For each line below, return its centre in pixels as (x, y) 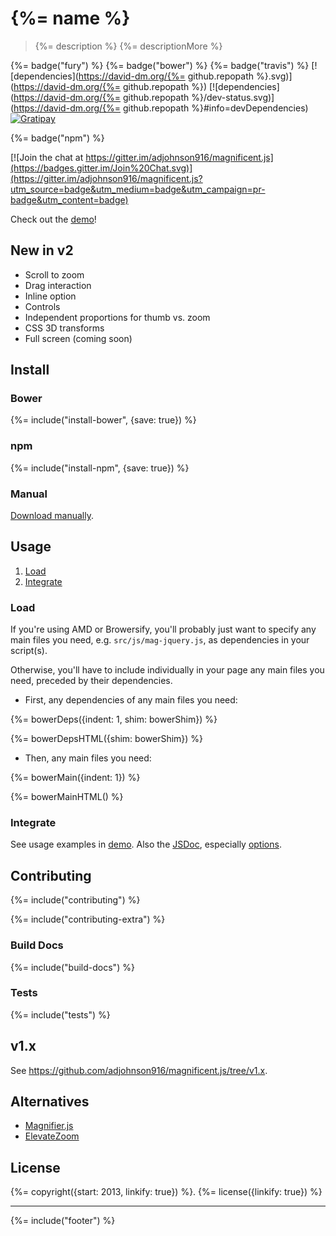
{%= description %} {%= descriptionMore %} (128, 46)
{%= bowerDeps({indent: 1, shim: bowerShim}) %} (114, 719)
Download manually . (52, 516)
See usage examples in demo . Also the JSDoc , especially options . (146, 844)
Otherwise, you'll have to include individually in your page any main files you (167, 670)
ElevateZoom (52, 1136)
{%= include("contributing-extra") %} (88, 919)
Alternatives (50, 1102)
